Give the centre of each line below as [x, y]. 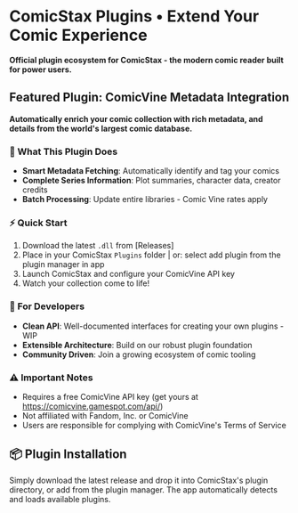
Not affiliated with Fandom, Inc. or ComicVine [105, 415]
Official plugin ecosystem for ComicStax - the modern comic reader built [147, 60]
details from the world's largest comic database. [101, 128]
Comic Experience [79, 35]
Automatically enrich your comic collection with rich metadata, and [137, 118]
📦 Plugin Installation [68, 455]
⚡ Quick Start [39, 223]
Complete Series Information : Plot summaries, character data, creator [152, 181]
